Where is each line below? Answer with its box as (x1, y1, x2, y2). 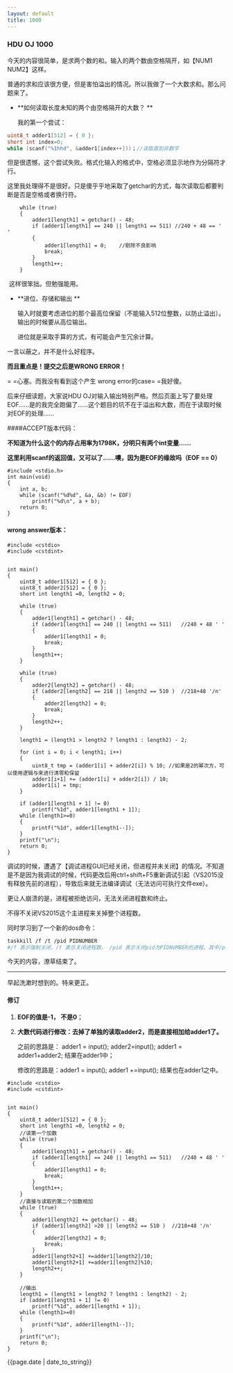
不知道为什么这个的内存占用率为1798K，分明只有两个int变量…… (7, 439, 192, 447)
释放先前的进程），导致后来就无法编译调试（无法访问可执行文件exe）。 (12, 879, 212, 887)
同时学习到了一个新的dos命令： (7, 923, 97, 932)
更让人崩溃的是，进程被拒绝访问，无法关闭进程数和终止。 (7, 894, 171, 902)
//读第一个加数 (19, 1129, 58, 1136)
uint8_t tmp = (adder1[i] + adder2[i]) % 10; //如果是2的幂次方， (32, 762, 220, 769)
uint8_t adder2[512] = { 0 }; (19, 584, 107, 592)
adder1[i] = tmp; (32, 781, 82, 788)
